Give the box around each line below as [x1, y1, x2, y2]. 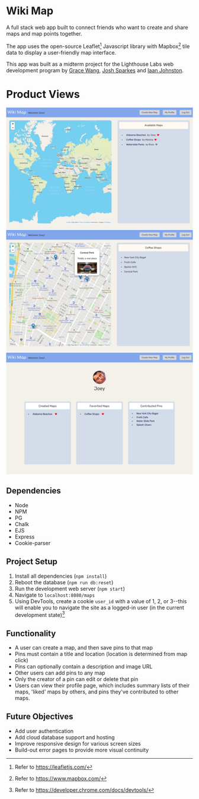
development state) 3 [14, 610, 65, 618]
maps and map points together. [6, 30, 82, 37]
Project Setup [6, 556, 58, 567]
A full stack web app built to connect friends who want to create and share [6, 24, 188, 31]
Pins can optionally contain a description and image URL [14, 663, 153, 670]
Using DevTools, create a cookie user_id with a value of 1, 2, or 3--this [14, 597, 187, 604]
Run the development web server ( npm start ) [14, 585, 126, 592]
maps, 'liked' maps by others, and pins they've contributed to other [14, 688, 179, 695]
